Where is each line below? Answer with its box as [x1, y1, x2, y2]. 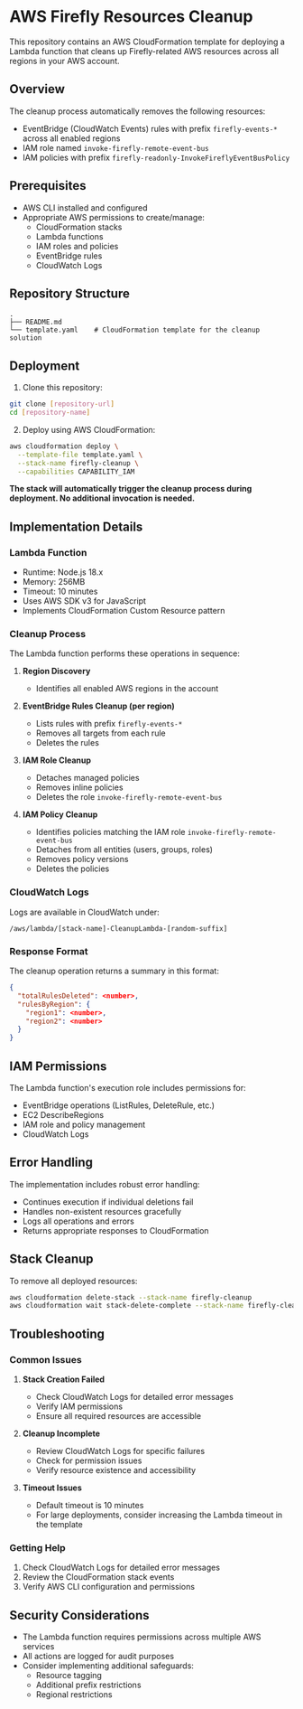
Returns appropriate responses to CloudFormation [22, 1225, 209, 1235]
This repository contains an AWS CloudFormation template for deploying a [9, 36, 286, 47]
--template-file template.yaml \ [17, 450, 143, 459]
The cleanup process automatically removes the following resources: [9, 106, 266, 117]
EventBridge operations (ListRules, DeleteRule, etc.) [22, 1100, 215, 1111]
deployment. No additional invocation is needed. [9, 493, 196, 503]
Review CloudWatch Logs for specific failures [35, 1446, 206, 1457]
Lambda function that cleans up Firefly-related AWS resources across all [9, 45, 280, 56]
